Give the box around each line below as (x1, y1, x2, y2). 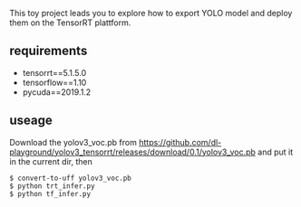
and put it (257, 146, 294, 157)
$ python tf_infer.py (9, 189, 92, 198)
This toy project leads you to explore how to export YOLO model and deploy (9, 8, 293, 18)
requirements (9, 43, 88, 59)
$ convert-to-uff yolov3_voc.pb (9, 174, 131, 183)
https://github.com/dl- (139, 136, 222, 147)
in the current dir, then (9, 155, 92, 166)
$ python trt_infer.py (9, 181, 95, 191)
